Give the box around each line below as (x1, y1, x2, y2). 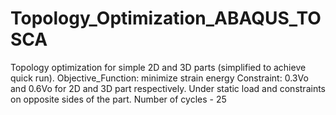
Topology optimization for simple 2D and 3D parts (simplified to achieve (10, 61, 307, 73)
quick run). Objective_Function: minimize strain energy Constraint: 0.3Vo (10, 72, 309, 84)
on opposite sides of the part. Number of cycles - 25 (10, 93, 227, 105)
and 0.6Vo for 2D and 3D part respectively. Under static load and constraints (10, 82, 326, 94)
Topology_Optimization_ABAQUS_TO (10, 7, 322, 30)
